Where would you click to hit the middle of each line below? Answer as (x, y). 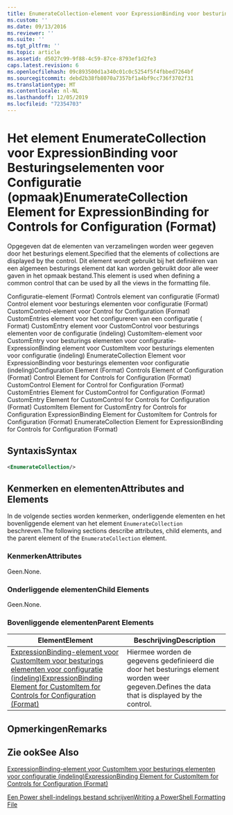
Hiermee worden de (159, 652)
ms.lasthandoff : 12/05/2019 (48, 98)
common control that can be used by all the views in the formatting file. (109, 283)
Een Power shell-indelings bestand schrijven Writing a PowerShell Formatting (116, 797)
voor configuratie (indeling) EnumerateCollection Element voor (96, 355)
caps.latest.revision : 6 (43, 65)
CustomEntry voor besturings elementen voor (72, 340)
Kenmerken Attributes (44, 556)
